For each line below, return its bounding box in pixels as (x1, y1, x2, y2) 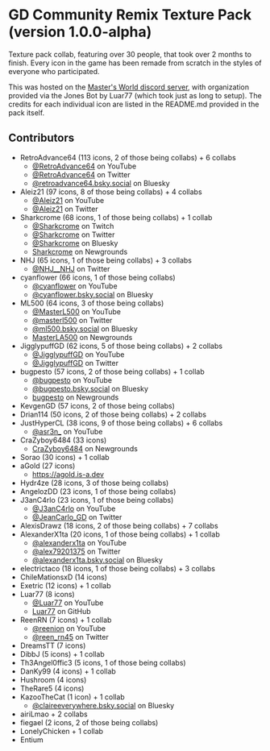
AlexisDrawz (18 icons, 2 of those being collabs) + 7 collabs (19, 521, 219, 530)
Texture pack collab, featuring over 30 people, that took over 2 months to (8, 49, 252, 59)
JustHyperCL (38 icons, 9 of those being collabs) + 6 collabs (19, 417, 223, 428)
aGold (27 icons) (19, 461, 76, 471)
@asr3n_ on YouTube (31, 426, 103, 436)
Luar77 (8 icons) (19, 589, 75, 599)
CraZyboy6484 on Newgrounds (31, 443, 139, 453)
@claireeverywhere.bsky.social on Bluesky (31, 700, 175, 710)
